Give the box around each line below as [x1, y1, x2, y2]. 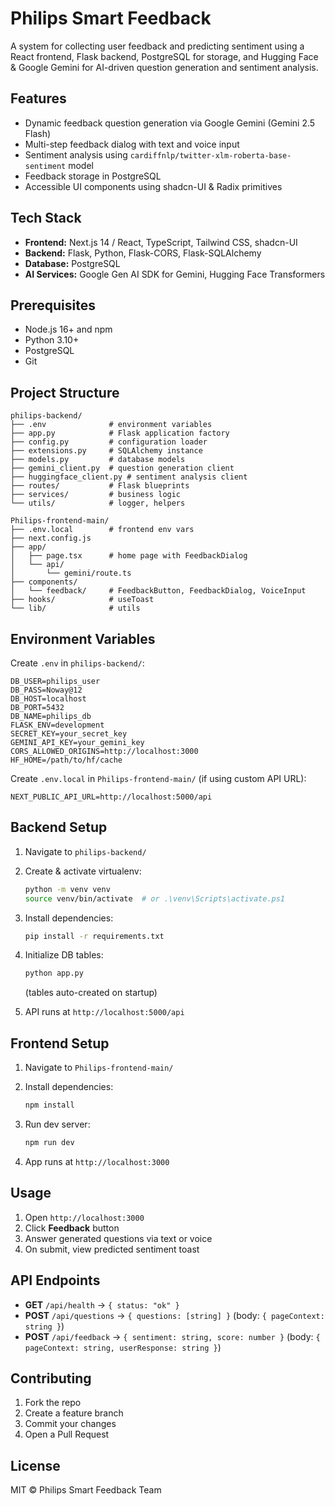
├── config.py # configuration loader [10, 437, 208, 447]
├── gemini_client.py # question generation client [10, 463, 235, 474]
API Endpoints [10, 1272, 101, 1289]
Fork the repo [24, 1397, 82, 1409]
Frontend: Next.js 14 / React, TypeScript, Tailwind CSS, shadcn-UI [24, 236, 298, 248]
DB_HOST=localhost [10, 694, 87, 704]
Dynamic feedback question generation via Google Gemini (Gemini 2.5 [24, 117, 316, 129]
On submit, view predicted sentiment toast [24, 1243, 200, 1255]
